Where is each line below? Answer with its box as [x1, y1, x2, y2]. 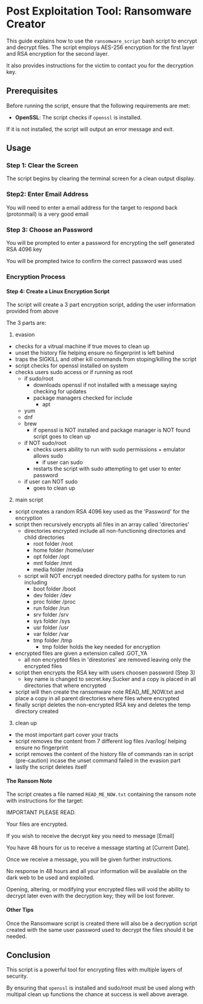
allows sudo [33, 452, 64, 460]
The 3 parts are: [6, 320, 47, 327]
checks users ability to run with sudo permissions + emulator [33, 446, 186, 453]
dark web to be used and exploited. [6, 874, 95, 882]
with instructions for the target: [6, 797, 84, 805]
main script [15, 496, 44, 504]
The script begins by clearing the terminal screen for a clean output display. [6, 175, 196, 182]
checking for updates [33, 388, 87, 395]
